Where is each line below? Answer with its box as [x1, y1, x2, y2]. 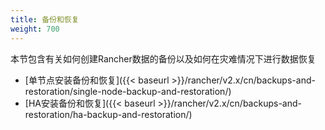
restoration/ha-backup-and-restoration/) [24, 108, 193, 120]
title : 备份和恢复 [10, 14, 80, 25]
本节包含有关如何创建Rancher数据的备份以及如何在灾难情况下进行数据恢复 [10, 52, 317, 65]
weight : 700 [10, 24, 60, 34]
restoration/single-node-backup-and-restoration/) [24, 85, 232, 97]
